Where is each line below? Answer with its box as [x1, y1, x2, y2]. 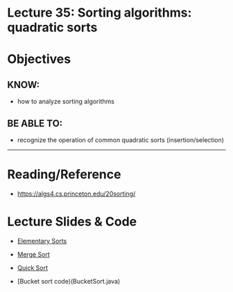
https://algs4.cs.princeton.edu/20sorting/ [17, 189, 136, 198]
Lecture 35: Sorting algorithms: [7, 5, 192, 21]
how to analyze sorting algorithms [17, 97, 114, 105]
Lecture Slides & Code [7, 214, 137, 230]
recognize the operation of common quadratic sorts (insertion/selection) [17, 136, 224, 144]
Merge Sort [17, 250, 50, 258]
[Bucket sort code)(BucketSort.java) [17, 277, 121, 285]
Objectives [7, 51, 71, 67]
